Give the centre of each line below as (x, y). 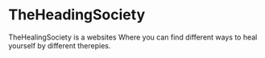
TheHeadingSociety (77, 15)
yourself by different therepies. (60, 45)
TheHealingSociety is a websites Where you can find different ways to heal (133, 37)
